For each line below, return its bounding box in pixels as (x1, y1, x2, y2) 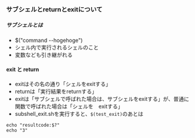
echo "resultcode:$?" (6, 122, 60, 128)
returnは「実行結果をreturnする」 (14, 88, 97, 95)
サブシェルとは (6, 21, 43, 28)
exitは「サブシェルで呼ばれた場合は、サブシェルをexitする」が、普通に (14, 96, 190, 103)
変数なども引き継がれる (14, 51, 73, 58)
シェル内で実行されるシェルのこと (14, 44, 99, 51)
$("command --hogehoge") (14, 36, 83, 44)
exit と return (6, 66, 39, 73)
